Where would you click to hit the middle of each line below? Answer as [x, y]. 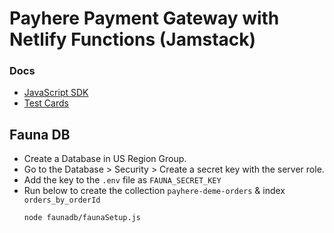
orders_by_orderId [62, 200]
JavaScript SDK [56, 93]
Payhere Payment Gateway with [144, 18]
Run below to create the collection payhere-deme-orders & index [154, 191]
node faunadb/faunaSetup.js [82, 218]
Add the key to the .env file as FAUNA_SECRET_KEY [122, 180]
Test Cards [46, 103]
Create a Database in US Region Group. [105, 159]
